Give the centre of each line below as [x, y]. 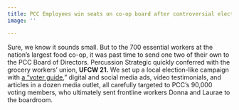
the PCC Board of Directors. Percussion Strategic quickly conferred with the [119, 62]
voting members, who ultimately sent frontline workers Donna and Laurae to [119, 92]
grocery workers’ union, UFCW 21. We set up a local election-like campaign [118, 70]
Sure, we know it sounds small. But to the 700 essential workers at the [110, 47]
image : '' [22, 21]
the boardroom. [30, 99]
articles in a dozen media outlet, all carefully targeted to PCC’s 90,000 [110, 84]
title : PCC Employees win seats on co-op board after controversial [111, 14]
